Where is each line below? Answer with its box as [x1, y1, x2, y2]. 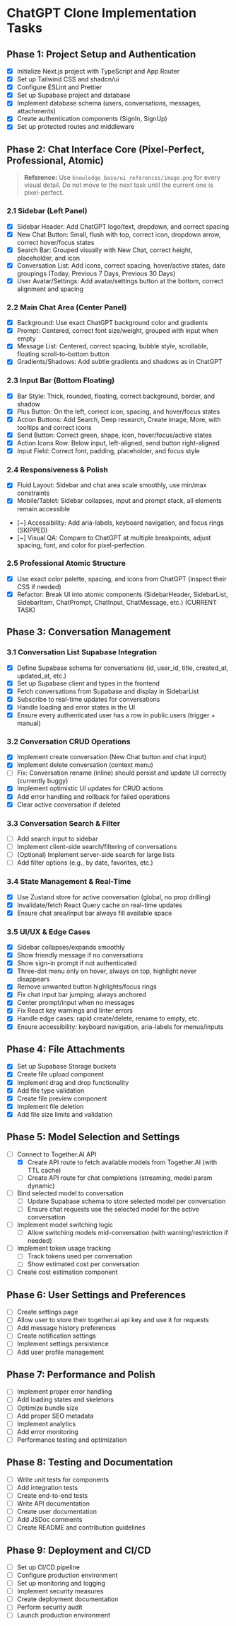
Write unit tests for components [16, 1475, 110, 1484]
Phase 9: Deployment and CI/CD [6, 1544, 151, 1556]
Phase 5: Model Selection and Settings [6, 1131, 180, 1143]
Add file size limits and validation [16, 1110, 113, 1118]
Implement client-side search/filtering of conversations [16, 843, 177, 851]
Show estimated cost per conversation [27, 1260, 140, 1268]
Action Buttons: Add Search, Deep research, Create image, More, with [16, 415, 221, 423]
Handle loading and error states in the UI [16, 703, 136, 711]
